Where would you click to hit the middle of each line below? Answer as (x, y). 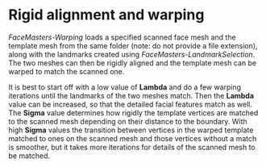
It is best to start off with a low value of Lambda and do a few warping (125, 87)
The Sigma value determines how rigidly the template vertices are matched (133, 113)
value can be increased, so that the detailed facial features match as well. (130, 104)
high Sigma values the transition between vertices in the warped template (131, 130)
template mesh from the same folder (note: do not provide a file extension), (133, 45)
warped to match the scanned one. (66, 71)
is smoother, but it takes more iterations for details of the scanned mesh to (132, 147)
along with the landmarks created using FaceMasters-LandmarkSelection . (132, 54)
